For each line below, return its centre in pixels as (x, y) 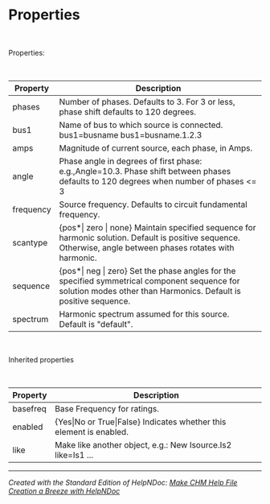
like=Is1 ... (74, 455)
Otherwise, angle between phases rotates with (147, 247)
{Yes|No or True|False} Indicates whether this (141, 422)
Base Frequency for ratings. (107, 408)
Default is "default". (96, 324)
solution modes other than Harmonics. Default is (150, 291)
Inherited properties (41, 359)
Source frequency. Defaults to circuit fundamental (153, 204)
